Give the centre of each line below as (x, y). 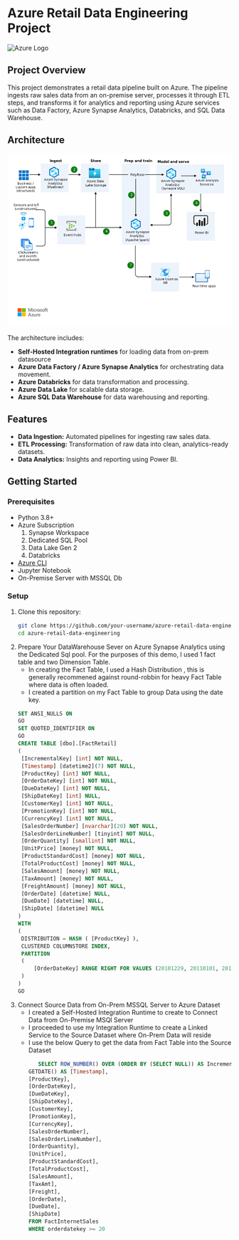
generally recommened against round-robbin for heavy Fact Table (125, 677)
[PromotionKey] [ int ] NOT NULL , (69, 811)
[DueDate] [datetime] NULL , (63, 901)
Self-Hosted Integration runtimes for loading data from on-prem (113, 352)
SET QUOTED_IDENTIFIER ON (56, 728)
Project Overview (47, 70)
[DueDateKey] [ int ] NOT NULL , (66, 789)
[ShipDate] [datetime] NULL (63, 908)
